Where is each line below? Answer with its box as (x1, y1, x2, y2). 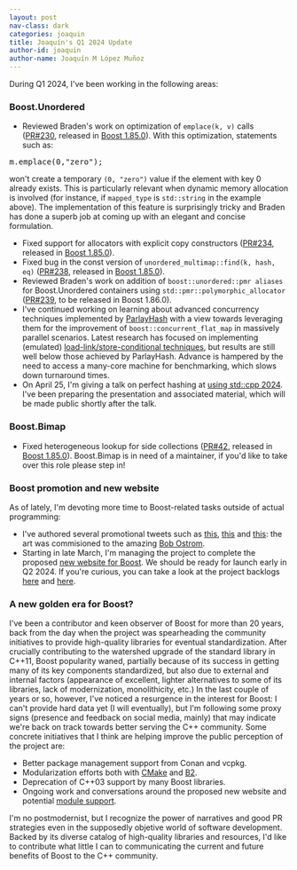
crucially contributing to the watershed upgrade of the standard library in (9, 646, 276, 657)
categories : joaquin (9, 29, 86, 38)
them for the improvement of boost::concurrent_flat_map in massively (21, 323, 280, 334)
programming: (9, 511, 61, 522)
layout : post (9, 12, 58, 22)
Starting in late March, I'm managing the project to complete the (21, 547, 256, 558)
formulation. (9, 221, 54, 232)
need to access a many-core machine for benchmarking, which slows (21, 360, 277, 371)
